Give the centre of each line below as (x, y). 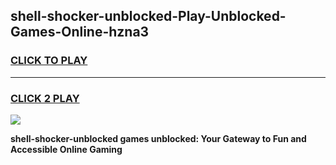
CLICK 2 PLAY (45, 98)
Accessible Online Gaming (66, 149)
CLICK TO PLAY (49, 61)
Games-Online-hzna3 (80, 32)
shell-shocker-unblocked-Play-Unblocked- (148, 16)
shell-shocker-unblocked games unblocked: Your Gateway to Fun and (158, 138)
